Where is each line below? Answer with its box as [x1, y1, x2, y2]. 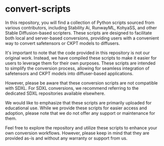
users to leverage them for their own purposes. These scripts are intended [5, 60, 156, 66]
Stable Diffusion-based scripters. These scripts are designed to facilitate [5, 30, 152, 36]
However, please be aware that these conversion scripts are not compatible [5, 80, 158, 86]
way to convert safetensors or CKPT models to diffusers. [5, 40, 120, 46]
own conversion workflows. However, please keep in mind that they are [5, 130, 150, 136]
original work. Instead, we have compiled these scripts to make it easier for [5, 55, 157, 61]
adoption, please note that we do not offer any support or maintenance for [5, 110, 156, 116]
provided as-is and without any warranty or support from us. [5, 135, 128, 141]
